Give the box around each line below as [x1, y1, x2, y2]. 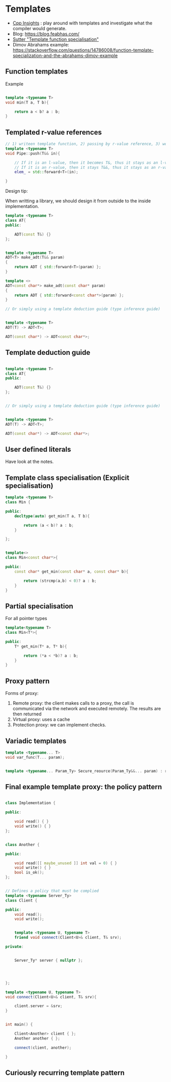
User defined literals [5, 445, 71, 454]
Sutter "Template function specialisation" [12, 36, 99, 42]
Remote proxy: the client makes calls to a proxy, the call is [12, 700, 134, 706]
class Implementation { [5, 801, 56, 806]
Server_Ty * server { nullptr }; [14, 958, 83, 963]
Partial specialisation [5, 602, 74, 610]
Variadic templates [5, 736, 67, 745]
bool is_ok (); [14, 870, 44, 875]
